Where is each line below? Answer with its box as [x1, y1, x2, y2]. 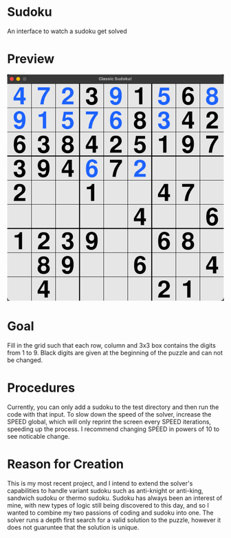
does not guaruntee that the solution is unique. [7, 523, 140, 531]
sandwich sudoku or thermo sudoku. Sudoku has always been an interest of [7, 494, 223, 502]
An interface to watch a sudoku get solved [7, 27, 127, 35]
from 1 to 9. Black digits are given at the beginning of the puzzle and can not [7, 348, 223, 357]
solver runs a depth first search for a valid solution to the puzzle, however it [7, 515, 221, 524]
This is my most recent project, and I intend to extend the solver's [7, 479, 193, 487]
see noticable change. [7, 432, 70, 440]
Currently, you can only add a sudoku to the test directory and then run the [7, 403, 219, 411]
